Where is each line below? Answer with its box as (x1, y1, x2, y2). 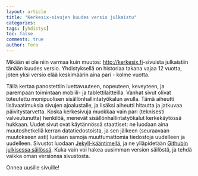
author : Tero (6, 42, 39, 48)
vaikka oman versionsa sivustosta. (6, 152, 90, 159)
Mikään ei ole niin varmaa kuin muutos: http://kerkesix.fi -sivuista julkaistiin (6, 58, 188, 66)
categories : (6, 20, 36, 26)
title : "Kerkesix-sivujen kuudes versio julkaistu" (6, 14, 137, 20)
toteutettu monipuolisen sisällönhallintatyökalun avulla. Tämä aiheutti (6, 95, 174, 102)
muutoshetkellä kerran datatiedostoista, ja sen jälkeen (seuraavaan (6, 126, 170, 134)
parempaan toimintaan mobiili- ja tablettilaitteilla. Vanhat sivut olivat (6, 89, 171, 96)
